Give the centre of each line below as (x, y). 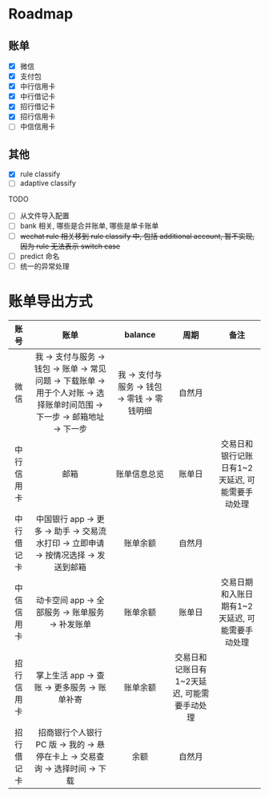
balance (140, 334)
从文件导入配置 (44, 216)
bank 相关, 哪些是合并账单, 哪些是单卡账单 (89, 226)
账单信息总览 (140, 474)
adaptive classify (48, 183)
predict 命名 (40, 256)
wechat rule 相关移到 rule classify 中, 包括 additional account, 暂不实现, (137, 236)
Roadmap (41, 14)
